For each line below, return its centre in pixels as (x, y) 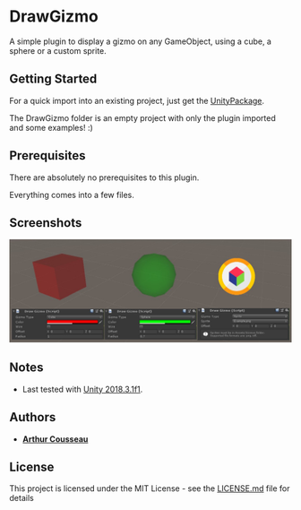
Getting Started (53, 79)
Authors (33, 417)
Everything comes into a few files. (72, 194)
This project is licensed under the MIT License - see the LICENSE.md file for (150, 488)
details (21, 498)
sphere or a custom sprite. (58, 50)
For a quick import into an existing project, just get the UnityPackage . (137, 100)
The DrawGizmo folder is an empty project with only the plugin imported (142, 117)
